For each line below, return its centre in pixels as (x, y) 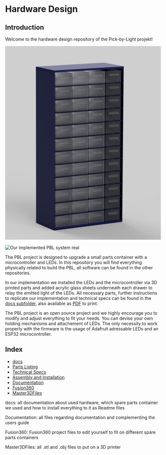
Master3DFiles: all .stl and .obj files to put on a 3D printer (63, 447)
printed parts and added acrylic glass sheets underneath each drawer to (79, 288)
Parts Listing (25, 367)
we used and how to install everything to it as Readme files (65, 408)
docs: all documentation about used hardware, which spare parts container (82, 402)
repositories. (18, 273)
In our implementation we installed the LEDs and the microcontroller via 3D (81, 282)
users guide (17, 422)
